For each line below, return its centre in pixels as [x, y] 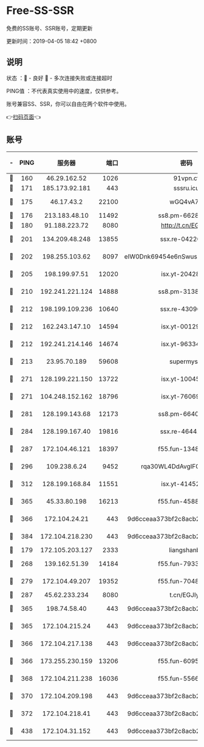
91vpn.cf [186, 178]
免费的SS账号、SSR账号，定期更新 [49, 28]
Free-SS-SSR [40, 11]
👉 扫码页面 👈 [24, 117]
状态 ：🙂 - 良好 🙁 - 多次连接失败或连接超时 [59, 78]
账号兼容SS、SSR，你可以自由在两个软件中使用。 [68, 103]
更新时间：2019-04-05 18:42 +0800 [52, 41]
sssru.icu [186, 188]
